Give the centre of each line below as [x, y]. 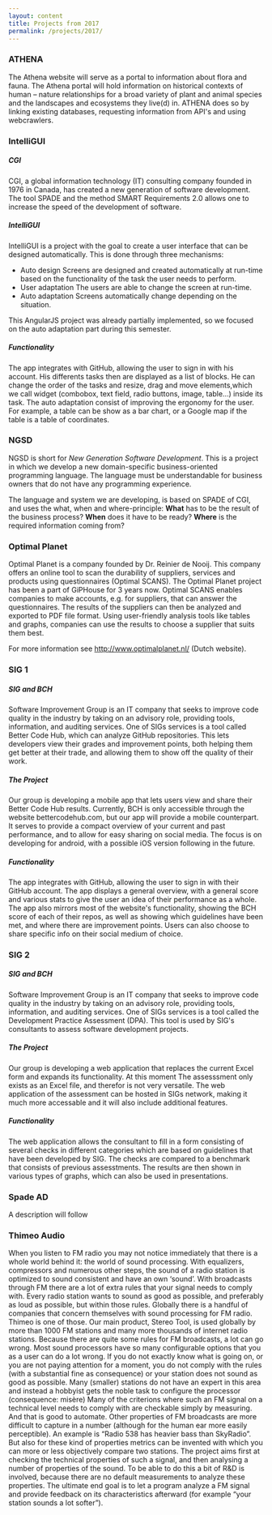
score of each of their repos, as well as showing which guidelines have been [136, 916]
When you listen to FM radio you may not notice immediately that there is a [133, 1253]
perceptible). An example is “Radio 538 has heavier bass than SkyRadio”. [130, 1434]
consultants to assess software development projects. [98, 1029]
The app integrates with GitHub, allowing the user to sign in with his [121, 368]
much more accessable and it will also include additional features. [118, 1102]
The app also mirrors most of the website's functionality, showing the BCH [132, 908]
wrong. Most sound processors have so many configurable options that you [135, 1348]
